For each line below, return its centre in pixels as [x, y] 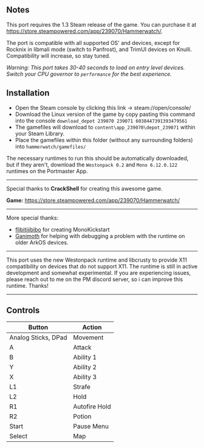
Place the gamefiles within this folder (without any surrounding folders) [104, 140]
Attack [82, 347]
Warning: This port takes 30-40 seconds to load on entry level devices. [96, 67]
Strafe [82, 387]
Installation [28, 93]
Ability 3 [85, 377]
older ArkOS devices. [42, 242]
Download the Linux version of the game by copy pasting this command [105, 114]
